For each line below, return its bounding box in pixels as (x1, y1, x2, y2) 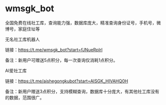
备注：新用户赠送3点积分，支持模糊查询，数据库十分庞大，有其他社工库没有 (5, 88, 160, 94)
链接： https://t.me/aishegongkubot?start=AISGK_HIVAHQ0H (5, 78, 128, 84)
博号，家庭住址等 (5, 26, 40, 32)
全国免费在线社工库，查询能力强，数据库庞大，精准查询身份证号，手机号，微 (5, 20, 161, 26)
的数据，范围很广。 (5, 94, 44, 101)
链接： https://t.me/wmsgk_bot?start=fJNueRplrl (5, 47, 103, 52)
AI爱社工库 (5, 67, 27, 74)
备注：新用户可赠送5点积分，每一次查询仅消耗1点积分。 (5, 57, 118, 63)
